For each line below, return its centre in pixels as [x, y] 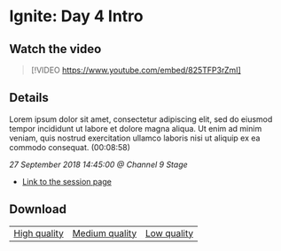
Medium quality [105, 233]
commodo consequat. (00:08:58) [70, 147]
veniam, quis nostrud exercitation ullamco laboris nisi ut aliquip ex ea [135, 138]
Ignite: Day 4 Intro [76, 16]
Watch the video [55, 49]
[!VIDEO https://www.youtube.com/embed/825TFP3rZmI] [136, 70]
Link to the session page [67, 181]
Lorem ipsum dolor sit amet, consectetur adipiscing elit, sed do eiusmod [141, 119]
